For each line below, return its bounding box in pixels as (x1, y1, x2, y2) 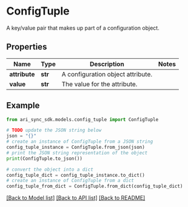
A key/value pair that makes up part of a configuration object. (6, 24, 159, 31)
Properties (6, 42, 47, 52)
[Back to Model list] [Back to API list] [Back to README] (6, 194, 146, 202)
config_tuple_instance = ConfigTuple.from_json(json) (6, 144, 146, 151)
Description (90, 59, 124, 68)
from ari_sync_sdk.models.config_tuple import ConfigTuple (6, 116, 159, 122)
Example (6, 100, 40, 111)
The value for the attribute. (61, 80, 138, 88)
